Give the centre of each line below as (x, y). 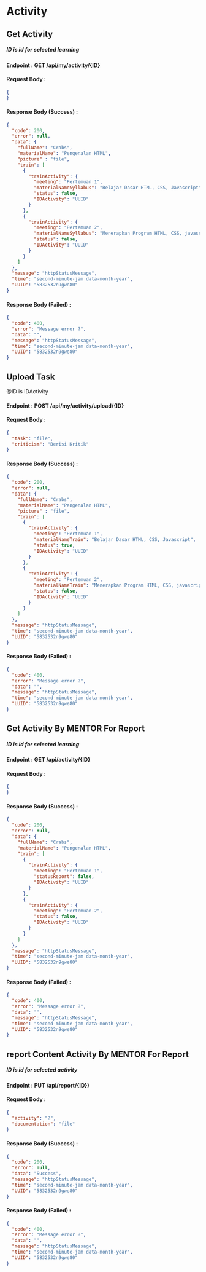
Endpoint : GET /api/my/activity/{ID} (53, 65)
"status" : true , (54, 545)
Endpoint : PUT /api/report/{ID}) (48, 1085)
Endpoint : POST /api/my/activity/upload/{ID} (65, 405)
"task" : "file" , (32, 438)
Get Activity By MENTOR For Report (76, 729)
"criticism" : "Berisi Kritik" (50, 444)
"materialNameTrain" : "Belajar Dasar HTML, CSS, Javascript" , (115, 540)
